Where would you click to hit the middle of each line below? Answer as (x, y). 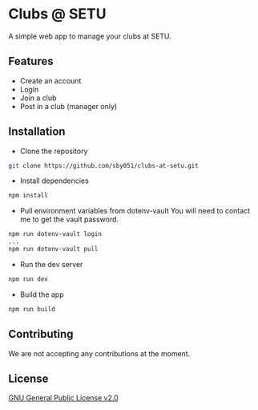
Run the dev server (51, 264)
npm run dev (28, 279)
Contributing (41, 334)
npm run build (32, 309)
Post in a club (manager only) (69, 106)
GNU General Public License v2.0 (63, 398)
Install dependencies (54, 181)
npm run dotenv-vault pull (53, 250)
